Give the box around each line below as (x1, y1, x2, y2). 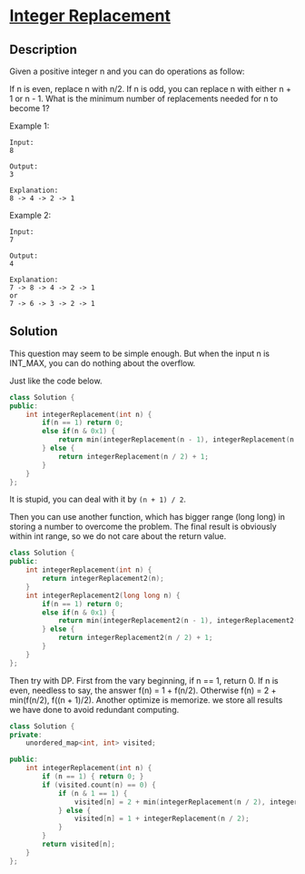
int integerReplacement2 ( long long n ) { (25, 591, 181, 600)
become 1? (9, 103, 50, 114)
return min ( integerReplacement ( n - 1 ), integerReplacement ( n (57, 435, 295, 444)
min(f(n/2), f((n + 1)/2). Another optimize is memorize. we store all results (9, 694, 283, 706)
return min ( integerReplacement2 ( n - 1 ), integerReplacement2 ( (57, 616, 299, 625)
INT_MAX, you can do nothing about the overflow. (9, 357, 196, 369)
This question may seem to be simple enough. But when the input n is (9, 348, 271, 359)
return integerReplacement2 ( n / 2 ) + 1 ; (57, 634, 213, 643)
